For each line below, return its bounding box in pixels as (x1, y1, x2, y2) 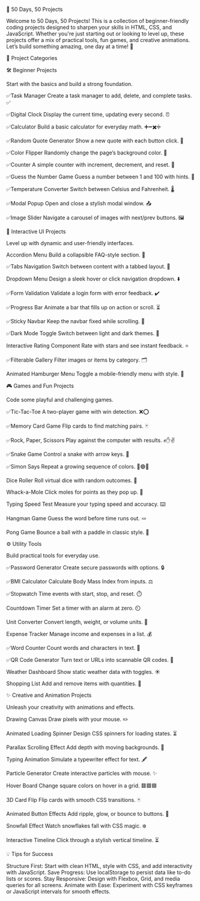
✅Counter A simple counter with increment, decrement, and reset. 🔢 (6, 161, 175, 168)
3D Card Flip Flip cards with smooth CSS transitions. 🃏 (6, 796, 141, 803)
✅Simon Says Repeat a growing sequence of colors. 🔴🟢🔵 (6, 463, 149, 470)
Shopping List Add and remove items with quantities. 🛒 (6, 680, 142, 687)
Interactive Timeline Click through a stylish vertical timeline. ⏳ (6, 837, 159, 843)
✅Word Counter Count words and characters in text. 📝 (6, 645, 141, 651)
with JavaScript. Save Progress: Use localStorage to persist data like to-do (6, 869, 191, 876)
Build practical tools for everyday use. (6, 552, 100, 559)
